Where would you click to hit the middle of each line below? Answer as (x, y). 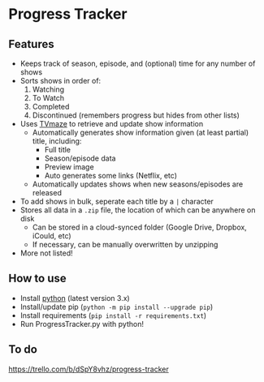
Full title (58, 150)
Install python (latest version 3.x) (75, 298)
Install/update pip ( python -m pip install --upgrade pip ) (117, 307)
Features (31, 44)
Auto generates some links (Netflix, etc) (110, 176)
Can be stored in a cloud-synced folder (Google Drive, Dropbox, (140, 227)
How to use (37, 279)
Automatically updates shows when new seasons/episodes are (138, 184)
